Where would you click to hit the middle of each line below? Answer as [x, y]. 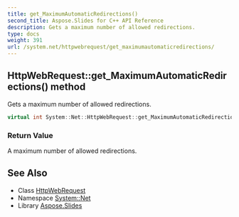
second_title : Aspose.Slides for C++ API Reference [85, 21]
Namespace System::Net [54, 198]
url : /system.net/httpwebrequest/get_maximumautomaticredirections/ [111, 47]
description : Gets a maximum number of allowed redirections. [101, 27]
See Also [27, 173]
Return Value [30, 135]
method [68, 87]
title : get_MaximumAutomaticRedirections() [73, 14]
